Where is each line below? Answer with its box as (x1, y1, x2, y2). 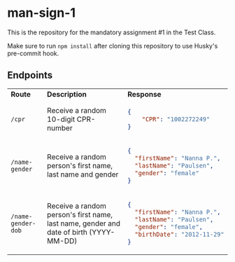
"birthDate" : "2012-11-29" (134, 230, 225, 238)
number (46, 123, 73, 133)
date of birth (46, 227, 87, 237)
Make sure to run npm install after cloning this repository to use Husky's (7, 41, 218, 50)
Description (46, 89, 87, 99)
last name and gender (46, 170, 119, 179)
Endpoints (7, 69, 53, 81)
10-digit (46, 114, 76, 124)
